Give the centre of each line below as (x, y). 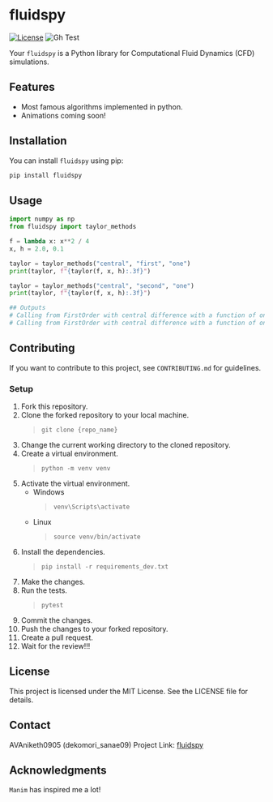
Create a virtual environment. (69, 453)
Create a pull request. (57, 637)
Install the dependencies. (63, 551)
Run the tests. (44, 590)
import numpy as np (42, 219)
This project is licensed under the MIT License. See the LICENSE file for (129, 691)
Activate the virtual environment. (75, 483)
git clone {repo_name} (79, 430)
